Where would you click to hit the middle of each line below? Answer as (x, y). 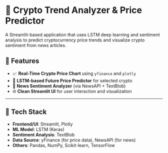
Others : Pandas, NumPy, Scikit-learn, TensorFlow (63, 145)
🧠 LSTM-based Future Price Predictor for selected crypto (72, 80)
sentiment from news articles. (36, 45)
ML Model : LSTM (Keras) (38, 129)
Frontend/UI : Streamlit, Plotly (42, 124)
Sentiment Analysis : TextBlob (43, 134)
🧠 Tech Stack (26, 112)
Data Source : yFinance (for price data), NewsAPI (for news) (74, 140)
